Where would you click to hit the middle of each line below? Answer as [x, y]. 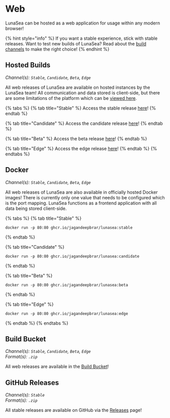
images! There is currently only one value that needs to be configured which [85, 197]
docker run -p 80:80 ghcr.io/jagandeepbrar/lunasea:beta [67, 285]
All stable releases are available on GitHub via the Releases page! [74, 410]
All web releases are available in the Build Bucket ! [57, 367]
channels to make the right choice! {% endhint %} [58, 49]
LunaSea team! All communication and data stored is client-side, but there [83, 93]
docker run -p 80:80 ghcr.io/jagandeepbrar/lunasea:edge [67, 313]
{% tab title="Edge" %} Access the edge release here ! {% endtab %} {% [81, 148]
